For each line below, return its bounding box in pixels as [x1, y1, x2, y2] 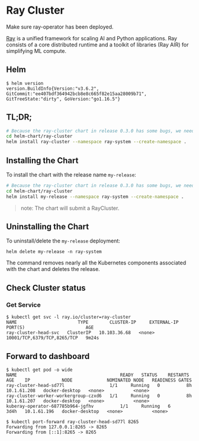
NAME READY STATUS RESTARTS [6, 372, 190, 378]
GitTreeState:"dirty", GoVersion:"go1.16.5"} [6, 96, 120, 102]
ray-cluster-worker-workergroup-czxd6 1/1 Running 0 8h [6, 393, 192, 399]
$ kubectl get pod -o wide [6, 367, 73, 373]
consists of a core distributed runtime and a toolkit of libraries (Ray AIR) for [6, 41, 189, 48]
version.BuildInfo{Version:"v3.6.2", [6, 86, 99, 92]
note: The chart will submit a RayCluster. [20, 204, 120, 212]
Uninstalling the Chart [6, 222, 89, 232]
